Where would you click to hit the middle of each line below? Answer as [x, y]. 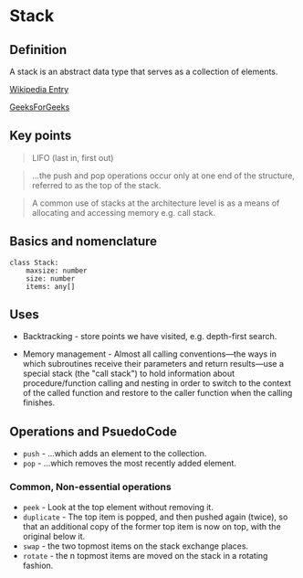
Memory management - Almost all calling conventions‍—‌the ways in [149, 354]
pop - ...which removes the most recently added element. [130, 464]
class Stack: [34, 262]
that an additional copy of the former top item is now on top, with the [151, 526]
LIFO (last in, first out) [73, 157]
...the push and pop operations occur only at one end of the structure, [163, 176]
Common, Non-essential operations [90, 487]
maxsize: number [57, 271]
